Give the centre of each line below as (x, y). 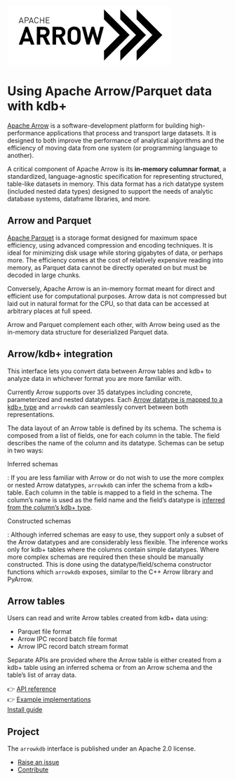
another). (20, 155)
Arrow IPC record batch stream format (73, 647)
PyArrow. (20, 579)
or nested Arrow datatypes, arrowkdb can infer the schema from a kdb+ (110, 485)
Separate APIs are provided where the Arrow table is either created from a (115, 660)
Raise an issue (38, 762)
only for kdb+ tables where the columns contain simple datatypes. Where (113, 549)
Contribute (33, 769)
